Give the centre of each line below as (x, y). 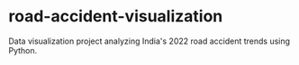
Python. (23, 50)
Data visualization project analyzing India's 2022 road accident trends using (149, 41)
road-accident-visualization (116, 16)
